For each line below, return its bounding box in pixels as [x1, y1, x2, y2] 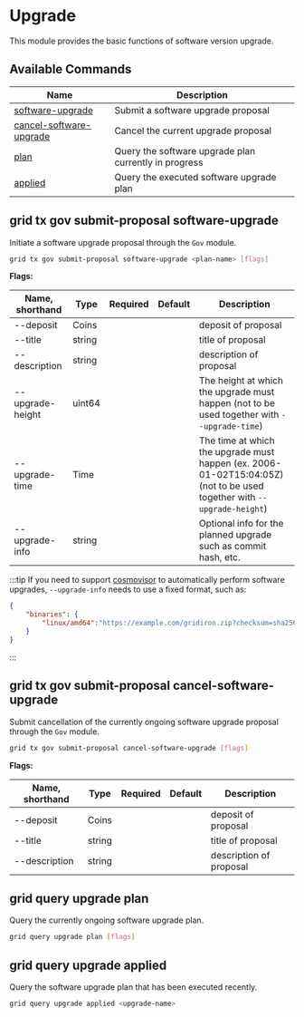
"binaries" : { [25, 610, 79, 619]
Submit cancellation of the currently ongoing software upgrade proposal [9, 716, 279, 727]
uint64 [71, 397, 101, 410]
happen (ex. [198, 457, 251, 470]
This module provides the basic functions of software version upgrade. [9, 35, 274, 46]
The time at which [198, 434, 275, 447]
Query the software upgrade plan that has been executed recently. [9, 982, 258, 993]
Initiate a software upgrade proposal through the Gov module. [9, 237, 237, 247]
